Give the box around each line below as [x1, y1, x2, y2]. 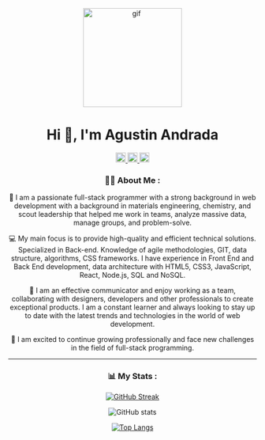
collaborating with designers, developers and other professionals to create [11, 294, 254, 304]
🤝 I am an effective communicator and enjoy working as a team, [28, 286, 237, 295]
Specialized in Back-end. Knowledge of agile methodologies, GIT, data [18, 245, 247, 255]
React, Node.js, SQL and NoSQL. [79, 271, 186, 280]
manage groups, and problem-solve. [73, 218, 192, 228]
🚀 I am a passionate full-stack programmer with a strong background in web [9, 193, 256, 203]
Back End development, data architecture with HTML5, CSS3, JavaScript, [13, 262, 252, 271]
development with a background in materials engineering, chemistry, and [13, 201, 252, 211]
